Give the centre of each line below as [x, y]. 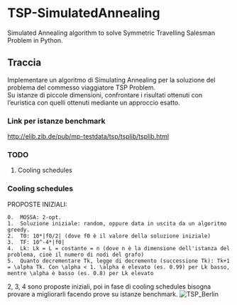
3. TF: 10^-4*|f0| [36, 242]
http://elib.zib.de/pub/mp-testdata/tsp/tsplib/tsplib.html [88, 137]
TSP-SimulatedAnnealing [84, 13]
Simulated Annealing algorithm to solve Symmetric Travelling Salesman [111, 33]
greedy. [19, 230]
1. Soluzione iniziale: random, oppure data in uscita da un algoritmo [117, 223]
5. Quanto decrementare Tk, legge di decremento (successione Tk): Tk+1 [119, 261]
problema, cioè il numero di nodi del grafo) [76, 255]
